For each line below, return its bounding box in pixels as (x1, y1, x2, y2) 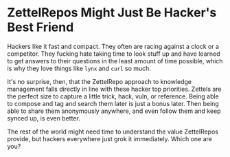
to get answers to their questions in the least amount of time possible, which (7, 56, 223, 65)
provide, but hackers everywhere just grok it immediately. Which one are (7, 134, 213, 143)
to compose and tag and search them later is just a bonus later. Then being (7, 99, 220, 107)
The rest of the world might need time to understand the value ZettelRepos (7, 127, 218, 136)
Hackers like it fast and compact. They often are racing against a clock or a (7, 42, 220, 50)
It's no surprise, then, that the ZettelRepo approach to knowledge (7, 77, 192, 85)
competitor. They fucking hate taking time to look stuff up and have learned (7, 50, 220, 58)
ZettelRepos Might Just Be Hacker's (7, 5, 217, 21)
